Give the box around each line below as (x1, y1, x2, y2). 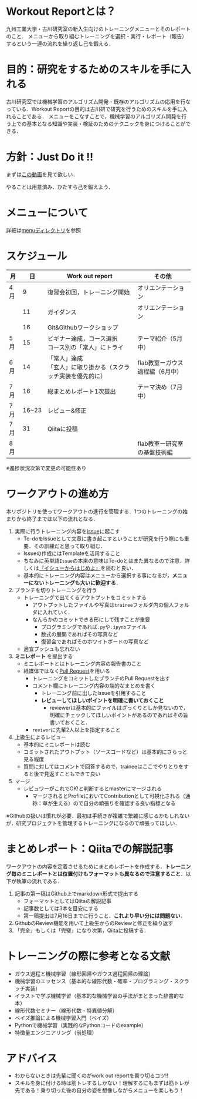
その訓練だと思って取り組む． (33, 542, 106, 549)
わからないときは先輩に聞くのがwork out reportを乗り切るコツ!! (14, 1072, 168, 1079)
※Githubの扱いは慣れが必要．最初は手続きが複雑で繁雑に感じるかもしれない (6, 812, 190, 819)
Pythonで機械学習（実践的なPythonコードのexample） (14, 1021, 147, 1028)
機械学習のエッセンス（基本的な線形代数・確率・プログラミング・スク (14, 977, 185, 984)
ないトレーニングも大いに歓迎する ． (33, 579, 121, 586)
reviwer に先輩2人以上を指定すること (32, 726, 121, 733)
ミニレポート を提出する (14, 653, 73, 660)
